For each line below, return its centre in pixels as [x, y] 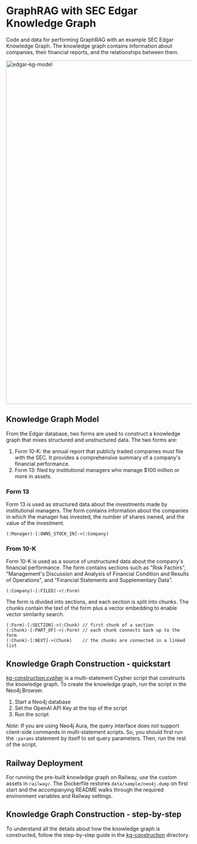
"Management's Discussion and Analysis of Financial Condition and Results [98, 574]
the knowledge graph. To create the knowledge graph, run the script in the [96, 684]
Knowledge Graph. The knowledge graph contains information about [89, 46]
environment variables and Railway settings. [59, 796]
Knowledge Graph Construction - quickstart [89, 664]
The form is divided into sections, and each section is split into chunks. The [98, 602]
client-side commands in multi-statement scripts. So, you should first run [95, 732]
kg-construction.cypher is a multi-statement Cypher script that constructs [96, 678]
